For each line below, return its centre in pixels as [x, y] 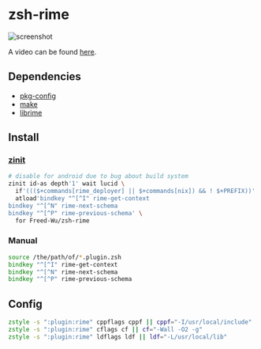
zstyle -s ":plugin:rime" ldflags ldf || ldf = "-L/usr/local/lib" [117, 337]
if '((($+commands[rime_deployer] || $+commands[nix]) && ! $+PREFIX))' [136, 192]
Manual [23, 241]
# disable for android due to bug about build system [99, 176]
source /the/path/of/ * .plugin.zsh [65, 257]
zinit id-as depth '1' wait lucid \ [67, 184]
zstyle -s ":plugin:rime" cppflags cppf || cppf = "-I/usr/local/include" [130, 322]
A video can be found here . [52, 51]
